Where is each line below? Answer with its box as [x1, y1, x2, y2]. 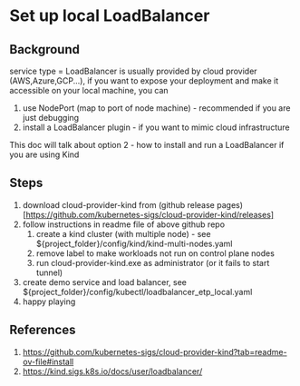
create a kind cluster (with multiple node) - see [35, 228, 211, 239]
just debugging [22, 113, 80, 123]
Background [9, 42, 80, 57]
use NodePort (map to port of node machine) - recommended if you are [22, 103, 291, 114]
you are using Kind [9, 149, 80, 160]
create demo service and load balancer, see [22, 276, 188, 287]
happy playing [22, 296, 76, 307]
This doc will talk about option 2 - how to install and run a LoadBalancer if [9, 140, 285, 150]
